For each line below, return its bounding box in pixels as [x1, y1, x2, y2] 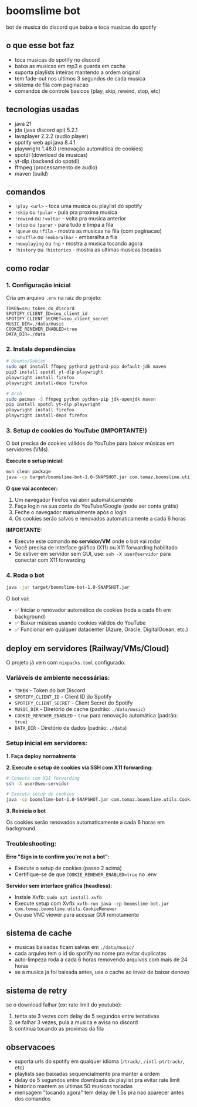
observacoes [6, 1042, 56, 1052]
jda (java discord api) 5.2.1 [14, 126, 78, 133]
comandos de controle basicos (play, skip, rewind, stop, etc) [14, 87, 161, 95]
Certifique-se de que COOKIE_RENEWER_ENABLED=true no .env [14, 871, 157, 878]
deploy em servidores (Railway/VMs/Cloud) [6, 643, 169, 653]
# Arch [6, 391, 22, 397]
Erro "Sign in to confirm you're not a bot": [6, 853, 110, 860]
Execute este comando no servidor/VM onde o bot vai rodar [14, 538, 161, 545]
